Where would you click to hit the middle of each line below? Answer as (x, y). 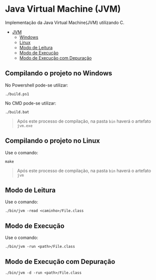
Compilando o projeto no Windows (59, 74)
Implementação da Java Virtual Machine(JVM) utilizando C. (65, 22)
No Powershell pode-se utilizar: (37, 85)
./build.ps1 (17, 94)
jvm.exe (25, 126)
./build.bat (17, 112)
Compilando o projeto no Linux (52, 141)
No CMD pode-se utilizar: (31, 103)
